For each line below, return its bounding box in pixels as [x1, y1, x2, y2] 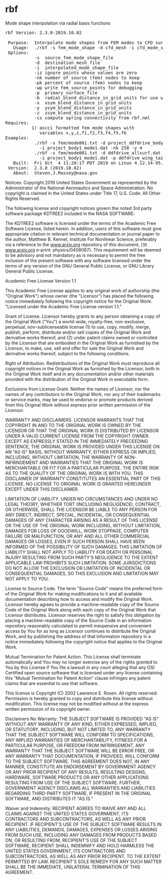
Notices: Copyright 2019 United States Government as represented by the [5, 179, 157, 185]
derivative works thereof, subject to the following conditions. [5, 350, 130, 356]
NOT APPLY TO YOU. [5, 575, 49, 582]
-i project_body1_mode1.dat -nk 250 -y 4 [39, 145, 142, 151]
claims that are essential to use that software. [5, 680, 99, 686]
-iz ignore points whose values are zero [34, 70, 137, 76]
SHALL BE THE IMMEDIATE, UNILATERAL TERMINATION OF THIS [5, 863, 140, 870]
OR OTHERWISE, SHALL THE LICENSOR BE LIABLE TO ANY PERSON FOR [5, 506, 157, 512]
